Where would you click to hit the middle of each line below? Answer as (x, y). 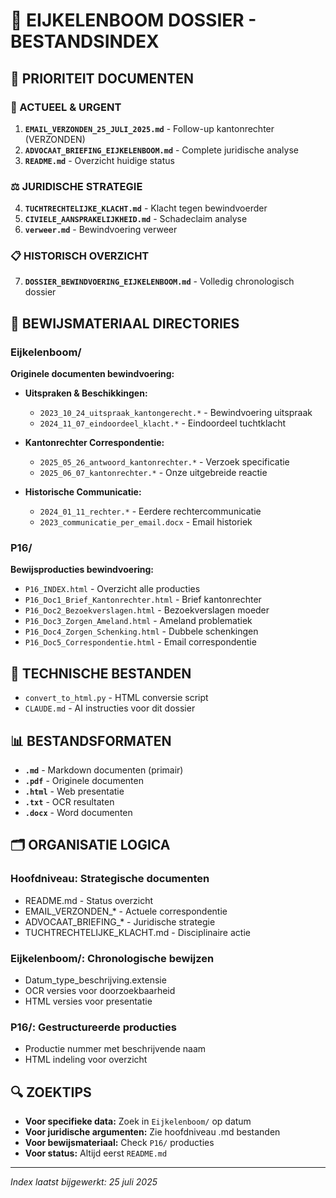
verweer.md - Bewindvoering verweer (101, 230)
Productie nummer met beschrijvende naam (115, 1049)
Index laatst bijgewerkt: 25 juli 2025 (84, 1182)
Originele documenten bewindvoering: (92, 374)
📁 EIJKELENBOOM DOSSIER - (133, 20)
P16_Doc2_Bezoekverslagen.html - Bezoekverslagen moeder (147, 610)
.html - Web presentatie (74, 791)
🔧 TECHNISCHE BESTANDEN (101, 673)
